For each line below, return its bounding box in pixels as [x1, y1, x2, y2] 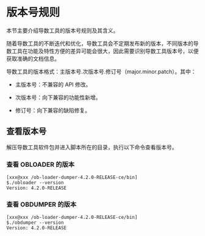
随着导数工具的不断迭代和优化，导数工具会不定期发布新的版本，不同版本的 [6, 40, 193, 47]
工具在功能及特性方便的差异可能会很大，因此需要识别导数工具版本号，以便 [11, 47, 199, 55]
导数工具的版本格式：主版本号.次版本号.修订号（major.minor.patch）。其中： [6, 68, 196, 75]
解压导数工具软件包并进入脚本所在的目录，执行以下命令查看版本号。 [6, 144, 178, 151]
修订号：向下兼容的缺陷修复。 [15, 106, 90, 114]
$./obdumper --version [6, 220, 64, 226]
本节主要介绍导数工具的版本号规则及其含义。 [6, 27, 119, 34]
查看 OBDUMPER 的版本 [6, 200, 77, 209]
